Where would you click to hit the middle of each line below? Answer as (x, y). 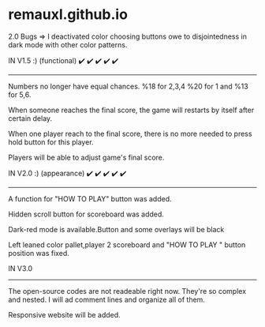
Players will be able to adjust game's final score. (86, 157)
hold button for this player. (51, 142)
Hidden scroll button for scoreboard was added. (86, 214)
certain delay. (30, 118)
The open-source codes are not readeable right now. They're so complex (127, 291)
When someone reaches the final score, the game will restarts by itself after (131, 110)
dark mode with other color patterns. (68, 44)
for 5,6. (20, 94)
